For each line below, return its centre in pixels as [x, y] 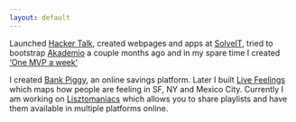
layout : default [40, 17]
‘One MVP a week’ [44, 62]
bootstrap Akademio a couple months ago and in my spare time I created [145, 52]
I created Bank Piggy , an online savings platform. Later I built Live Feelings [148, 79]
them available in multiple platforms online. [89, 108]
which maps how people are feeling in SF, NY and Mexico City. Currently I [147, 89]
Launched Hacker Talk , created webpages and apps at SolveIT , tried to [141, 43]
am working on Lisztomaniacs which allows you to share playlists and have [148, 99]
